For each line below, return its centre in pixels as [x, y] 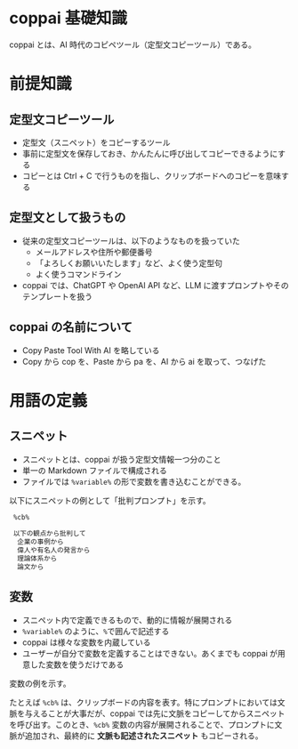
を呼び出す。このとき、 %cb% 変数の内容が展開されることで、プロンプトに [142, 724]
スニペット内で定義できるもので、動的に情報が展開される [127, 620]
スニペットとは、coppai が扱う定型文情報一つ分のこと [121, 459]
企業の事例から [40, 542]
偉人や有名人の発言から [54, 551]
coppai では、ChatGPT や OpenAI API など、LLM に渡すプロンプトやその [155, 285]
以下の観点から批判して [49, 534]
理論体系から [37, 558]
